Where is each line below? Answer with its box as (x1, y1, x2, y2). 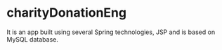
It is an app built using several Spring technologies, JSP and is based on (6, 28, 216, 36)
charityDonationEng (6, 5, 127, 21)
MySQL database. (6, 35, 59, 43)
